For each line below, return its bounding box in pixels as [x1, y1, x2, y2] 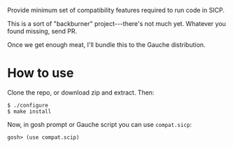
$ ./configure [7, 102, 49, 109]
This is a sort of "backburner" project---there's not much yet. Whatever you [7, 20, 226, 27]
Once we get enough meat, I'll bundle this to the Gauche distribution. [7, 41, 206, 48]
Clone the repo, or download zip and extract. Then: [7, 88, 155, 97]
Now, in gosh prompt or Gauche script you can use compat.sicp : [7, 120, 192, 128]
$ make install [7, 108, 52, 115]
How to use [7, 65, 74, 81]
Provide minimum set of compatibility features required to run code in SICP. [7, 6, 225, 14]
